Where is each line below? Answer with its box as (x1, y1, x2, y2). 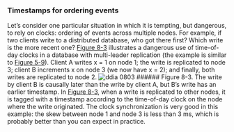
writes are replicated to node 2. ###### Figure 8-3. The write (7, 73, 223, 81)
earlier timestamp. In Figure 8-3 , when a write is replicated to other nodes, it (7, 88, 226, 96)
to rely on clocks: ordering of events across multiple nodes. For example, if (7, 28, 222, 37)
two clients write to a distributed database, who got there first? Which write (7, 36, 224, 44)
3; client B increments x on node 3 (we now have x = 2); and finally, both (7, 65, 215, 74)
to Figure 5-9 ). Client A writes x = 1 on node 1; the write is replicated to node (7, 58, 226, 67)
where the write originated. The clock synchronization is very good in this (7, 103, 219, 111)
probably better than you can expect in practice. (7, 117, 146, 126)
